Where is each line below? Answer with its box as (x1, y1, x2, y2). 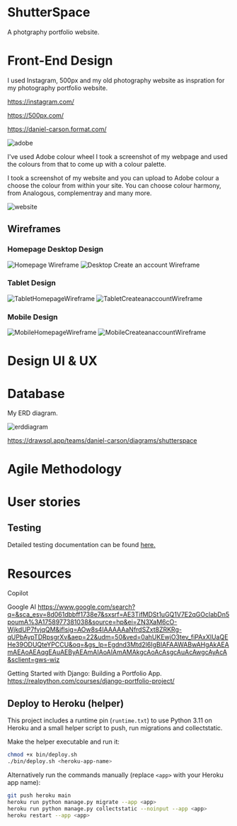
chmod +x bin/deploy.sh (7, 751, 78, 759)
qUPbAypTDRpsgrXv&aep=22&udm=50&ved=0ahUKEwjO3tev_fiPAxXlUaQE (7, 633, 229, 641)
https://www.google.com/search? (37, 602, 136, 611)
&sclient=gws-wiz (7, 656, 60, 664)
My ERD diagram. (7, 409, 58, 417)
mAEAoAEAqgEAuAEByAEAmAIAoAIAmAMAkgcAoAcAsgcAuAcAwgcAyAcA (7, 648, 228, 656)
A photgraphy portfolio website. (7, 28, 100, 36)
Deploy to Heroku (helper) (7, 697, 125, 710)
